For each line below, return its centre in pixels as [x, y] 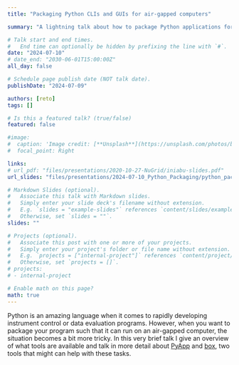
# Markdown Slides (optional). [54, 190]
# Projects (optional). [43, 236]
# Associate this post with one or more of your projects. [100, 242]
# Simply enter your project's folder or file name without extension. [119, 249]
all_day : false [30, 66]
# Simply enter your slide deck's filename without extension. [106, 203]
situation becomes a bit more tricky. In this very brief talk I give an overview [118, 338]
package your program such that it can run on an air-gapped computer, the [117, 330]
